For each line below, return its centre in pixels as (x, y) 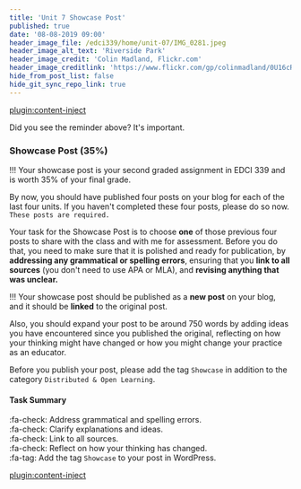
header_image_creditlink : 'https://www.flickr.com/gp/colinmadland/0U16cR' (154, 68)
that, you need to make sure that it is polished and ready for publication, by (148, 250)
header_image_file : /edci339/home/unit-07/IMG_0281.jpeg (118, 43)
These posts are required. (60, 215)
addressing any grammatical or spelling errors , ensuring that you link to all (150, 260)
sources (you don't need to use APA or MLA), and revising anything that (144, 269)
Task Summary (38, 399)
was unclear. (34, 279)
